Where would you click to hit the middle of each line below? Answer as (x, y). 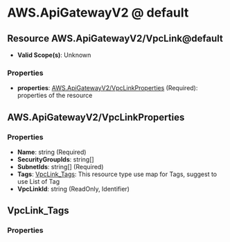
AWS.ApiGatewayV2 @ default (98, 13)
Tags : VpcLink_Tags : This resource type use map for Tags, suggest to (117, 174)
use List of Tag (38, 181)
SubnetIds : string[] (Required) (60, 166)
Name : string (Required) (52, 152)
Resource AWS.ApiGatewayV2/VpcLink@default (115, 38)
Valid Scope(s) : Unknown (54, 55)
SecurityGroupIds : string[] (56, 159)
